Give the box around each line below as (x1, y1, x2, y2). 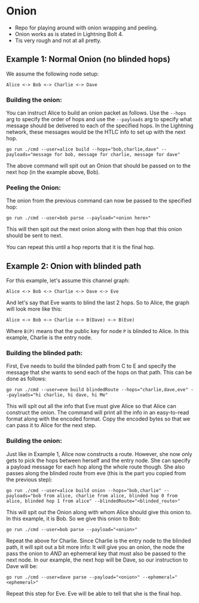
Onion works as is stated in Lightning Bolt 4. (14, 30, 124, 37)
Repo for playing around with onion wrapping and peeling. (14, 24, 158, 31)
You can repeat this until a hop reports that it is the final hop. (6, 244, 155, 251)
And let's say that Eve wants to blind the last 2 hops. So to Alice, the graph (6, 299, 189, 307)
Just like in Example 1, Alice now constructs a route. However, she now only (6, 450, 192, 457)
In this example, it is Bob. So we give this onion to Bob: (6, 515, 141, 522)
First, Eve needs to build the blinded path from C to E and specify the (6, 362, 176, 370)
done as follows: (6, 375, 47, 382)
